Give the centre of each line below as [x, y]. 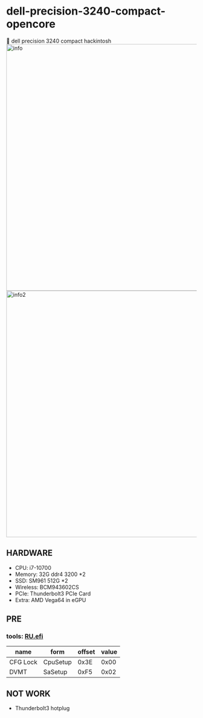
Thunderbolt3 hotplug [42, 708]
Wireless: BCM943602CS [47, 587]
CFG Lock [23, 662]
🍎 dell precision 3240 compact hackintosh [59, 41]
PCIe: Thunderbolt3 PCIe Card [53, 594]
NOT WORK [28, 693]
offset [86, 652]
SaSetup [55, 672]
